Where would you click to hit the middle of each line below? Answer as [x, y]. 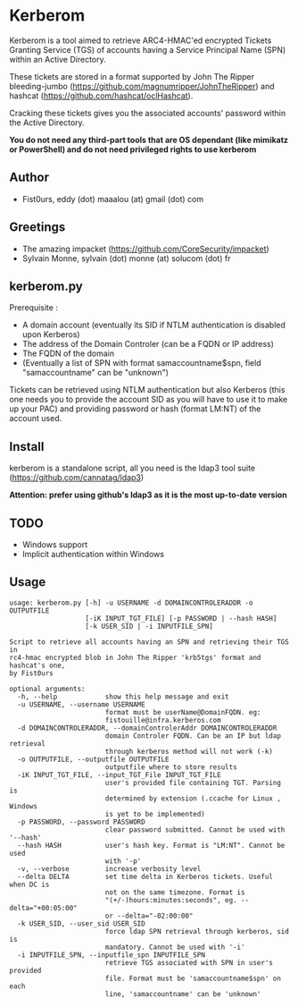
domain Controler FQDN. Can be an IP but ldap [193, 736]
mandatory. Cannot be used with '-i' [175, 947]
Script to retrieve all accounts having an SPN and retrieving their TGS [149, 642]
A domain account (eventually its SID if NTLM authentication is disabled [153, 325]
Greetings [37, 228]
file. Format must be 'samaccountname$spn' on [193, 978]
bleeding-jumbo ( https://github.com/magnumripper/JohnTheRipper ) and [142, 86]
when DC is [29, 884]
